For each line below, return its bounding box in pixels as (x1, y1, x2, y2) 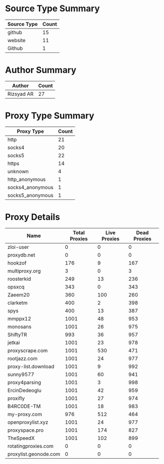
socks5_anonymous (7, 192, 54, 198)
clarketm (7, 299, 28, 306)
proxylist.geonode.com (7, 450, 61, 457)
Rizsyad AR (7, 90, 34, 97)
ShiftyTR (7, 331, 27, 338)
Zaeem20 (7, 291, 30, 298)
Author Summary (5, 65, 77, 76)
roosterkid (7, 275, 31, 282)
